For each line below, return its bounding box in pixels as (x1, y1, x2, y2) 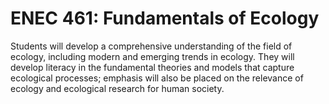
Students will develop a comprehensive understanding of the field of (10, 40, 293, 52)
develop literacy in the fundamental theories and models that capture (10, 61, 295, 73)
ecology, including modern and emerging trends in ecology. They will (10, 50, 295, 62)
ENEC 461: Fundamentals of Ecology (10, 7, 320, 30)
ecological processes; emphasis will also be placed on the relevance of (10, 72, 304, 84)
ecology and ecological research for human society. (10, 82, 225, 94)
